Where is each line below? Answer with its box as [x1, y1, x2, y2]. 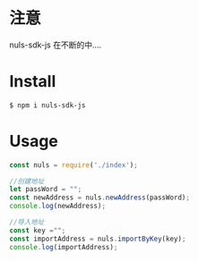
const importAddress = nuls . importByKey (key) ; [9, 234, 186, 243]
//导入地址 [9, 218, 45, 227]
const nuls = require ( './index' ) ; [9, 160, 139, 170]
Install [9, 72, 56, 92]
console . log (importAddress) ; [9, 242, 118, 251]
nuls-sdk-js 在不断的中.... [9, 39, 102, 50]
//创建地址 [9, 176, 45, 186]
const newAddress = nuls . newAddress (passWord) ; [9, 193, 191, 202]
